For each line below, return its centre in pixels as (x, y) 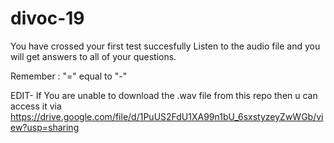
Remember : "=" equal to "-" (69, 76)
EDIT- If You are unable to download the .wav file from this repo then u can (164, 95)
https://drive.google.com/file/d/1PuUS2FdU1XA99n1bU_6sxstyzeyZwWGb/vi (167, 116)
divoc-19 (47, 18)
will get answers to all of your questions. (93, 56)
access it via (36, 106)
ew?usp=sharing (45, 127)
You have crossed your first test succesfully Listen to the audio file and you (165, 46)
